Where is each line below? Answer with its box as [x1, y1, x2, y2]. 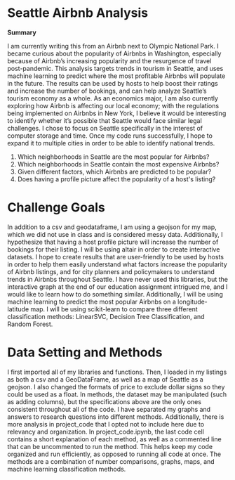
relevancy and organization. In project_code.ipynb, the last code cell [7, 427, 205, 436]
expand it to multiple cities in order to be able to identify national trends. [7, 138, 215, 147]
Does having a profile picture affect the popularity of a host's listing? [17, 174, 216, 183]
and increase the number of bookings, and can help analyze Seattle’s [7, 86, 207, 95]
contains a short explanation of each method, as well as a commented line [7, 434, 222, 443]
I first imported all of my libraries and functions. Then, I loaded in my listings [7, 368, 227, 376]
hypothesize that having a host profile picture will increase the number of [7, 238, 219, 246]
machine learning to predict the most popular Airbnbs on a [7, 297, 177, 306]
